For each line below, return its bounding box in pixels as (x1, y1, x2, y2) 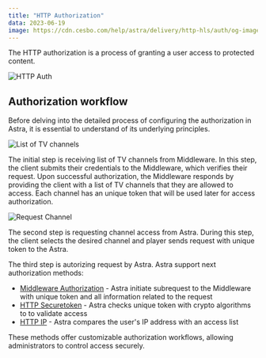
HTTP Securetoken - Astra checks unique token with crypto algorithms (19, 300, 252, 310)
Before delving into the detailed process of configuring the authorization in (8, 116, 252, 125)
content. (8, 56, 36, 66)
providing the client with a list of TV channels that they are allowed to (8, 180, 234, 190)
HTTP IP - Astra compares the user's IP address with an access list (19, 318, 239, 327)
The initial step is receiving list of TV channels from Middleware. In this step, (8, 155, 257, 165)
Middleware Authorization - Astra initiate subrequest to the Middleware (19, 284, 252, 293)
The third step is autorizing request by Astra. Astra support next (8, 260, 216, 269)
